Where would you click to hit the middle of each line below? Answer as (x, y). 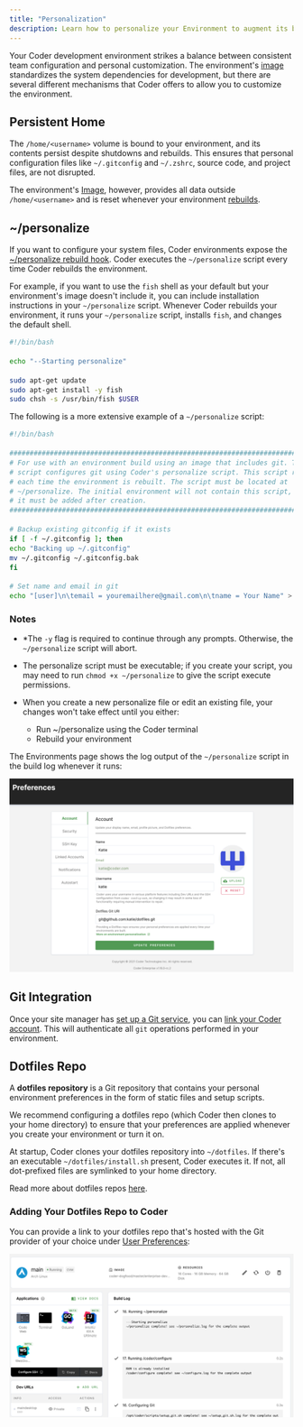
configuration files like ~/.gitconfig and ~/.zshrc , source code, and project (150, 163)
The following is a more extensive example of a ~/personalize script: (137, 417)
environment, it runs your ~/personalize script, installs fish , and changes (146, 315)
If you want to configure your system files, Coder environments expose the (148, 250)
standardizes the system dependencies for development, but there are (140, 74)
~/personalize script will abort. (80, 649)
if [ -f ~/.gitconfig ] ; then (66, 539)
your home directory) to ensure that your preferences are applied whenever (150, 1125)
